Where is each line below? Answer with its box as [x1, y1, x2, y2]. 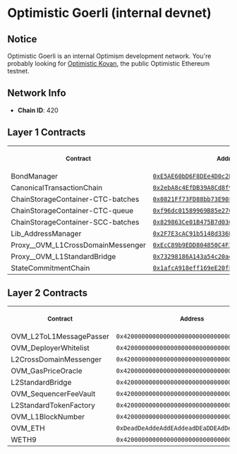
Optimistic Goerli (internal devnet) [7, 5, 212, 21]
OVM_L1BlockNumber [11, 412, 85, 422]
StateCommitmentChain [11, 263, 90, 273]
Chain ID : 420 [17, 106, 59, 114]
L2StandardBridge [11, 378, 72, 388]
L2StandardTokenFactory [11, 400, 95, 410]
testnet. [7, 67, 30, 75]
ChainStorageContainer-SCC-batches [11, 217, 140, 227]
